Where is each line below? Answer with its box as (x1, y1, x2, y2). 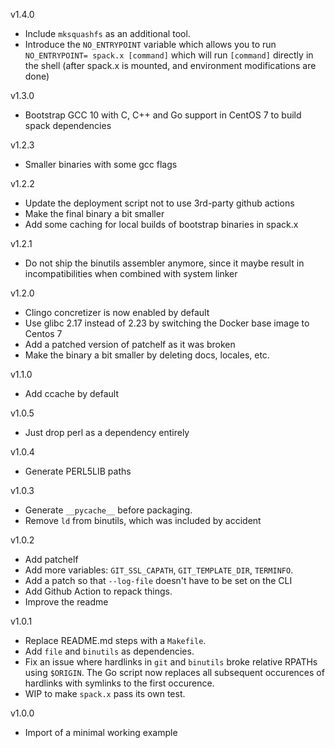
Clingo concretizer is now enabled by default (24, 307, 210, 318)
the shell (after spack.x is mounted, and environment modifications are (24, 60, 317, 71)
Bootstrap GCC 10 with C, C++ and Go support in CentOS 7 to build (24, 109, 302, 121)
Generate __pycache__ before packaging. (24, 504, 193, 516)
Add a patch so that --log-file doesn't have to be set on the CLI (24, 575, 293, 586)
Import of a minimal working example (24, 727, 178, 738)
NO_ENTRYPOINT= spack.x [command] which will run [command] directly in (24, 49, 314, 61)
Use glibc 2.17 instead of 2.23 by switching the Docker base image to (24, 317, 310, 329)
